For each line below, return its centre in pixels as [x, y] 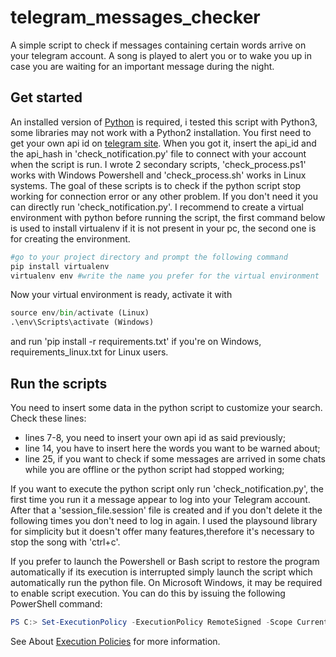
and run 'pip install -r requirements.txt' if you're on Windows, [136, 342]
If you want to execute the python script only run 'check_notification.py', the [167, 488]
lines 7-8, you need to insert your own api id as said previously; [155, 437]
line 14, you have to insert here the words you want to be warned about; [172, 448]
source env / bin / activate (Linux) [80, 313]
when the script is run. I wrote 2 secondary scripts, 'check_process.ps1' [158, 164]
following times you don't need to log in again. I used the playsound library [164, 520]
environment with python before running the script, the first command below [168, 217]
